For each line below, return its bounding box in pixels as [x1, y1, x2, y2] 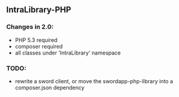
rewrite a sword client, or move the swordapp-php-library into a [14, 77, 174, 84]
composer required [14, 43, 63, 50]
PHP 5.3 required [14, 36, 58, 44]
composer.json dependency [14, 84, 85, 91]
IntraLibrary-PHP [6, 5, 71, 15]
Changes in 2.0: [6, 23, 54, 31]
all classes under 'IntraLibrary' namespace [14, 49, 121, 56]
